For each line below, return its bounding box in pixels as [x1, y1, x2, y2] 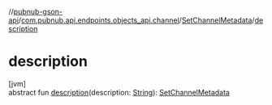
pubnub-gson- [13, 7, 63, 16]
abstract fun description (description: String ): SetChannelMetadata [8, 87, 230, 97]
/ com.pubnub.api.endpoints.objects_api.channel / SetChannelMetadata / [18, 15, 255, 25]
